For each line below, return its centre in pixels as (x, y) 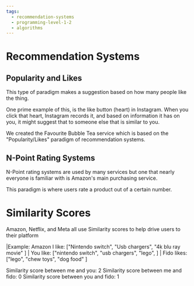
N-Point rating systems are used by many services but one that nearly (91, 172)
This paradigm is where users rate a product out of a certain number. (89, 190)
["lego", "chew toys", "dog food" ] (47, 259)
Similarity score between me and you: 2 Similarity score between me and (94, 270)
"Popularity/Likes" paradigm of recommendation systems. (76, 139)
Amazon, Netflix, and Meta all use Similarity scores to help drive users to (93, 229)
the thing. (18, 98)
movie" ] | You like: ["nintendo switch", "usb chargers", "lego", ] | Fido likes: (97, 253)
